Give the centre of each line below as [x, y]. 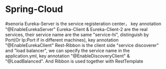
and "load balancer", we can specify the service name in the [67, 50]
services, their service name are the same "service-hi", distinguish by [77, 34]
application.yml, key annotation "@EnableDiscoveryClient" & [68, 55]
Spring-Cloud [34, 9]
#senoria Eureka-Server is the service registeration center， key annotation [83, 23]
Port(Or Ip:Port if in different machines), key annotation [62, 40]
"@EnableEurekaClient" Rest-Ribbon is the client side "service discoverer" [82, 45]
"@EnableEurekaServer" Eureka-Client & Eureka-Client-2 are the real [76, 29]
